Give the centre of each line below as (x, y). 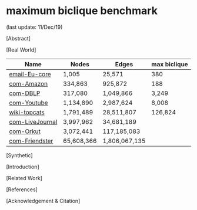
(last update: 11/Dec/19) (34, 27)
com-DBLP (25, 93)
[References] (22, 189)
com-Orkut (25, 131)
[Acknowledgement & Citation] (43, 201)
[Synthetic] (20, 155)
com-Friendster (31, 141)
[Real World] (21, 50)
